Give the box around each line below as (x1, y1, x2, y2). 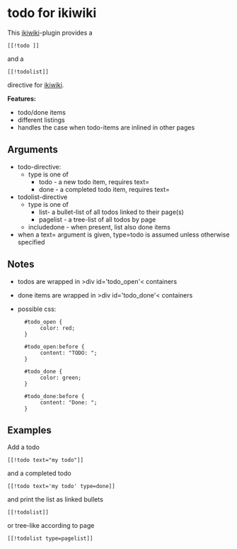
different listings (17, 115, 65, 124)
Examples (7, 424, 52, 436)
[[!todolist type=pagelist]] (7, 535, 93, 543)
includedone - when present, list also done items (28, 222, 171, 231)
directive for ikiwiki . (7, 80, 64, 89)
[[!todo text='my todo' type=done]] (7, 483, 115, 490)
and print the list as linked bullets (7, 495, 104, 504)
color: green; (40, 374, 81, 381)
